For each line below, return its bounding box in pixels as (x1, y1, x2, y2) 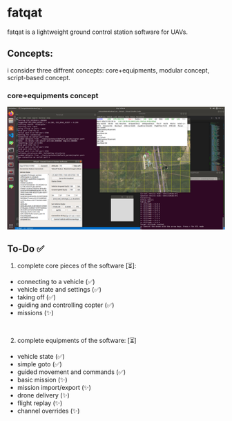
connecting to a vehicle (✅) (17, 278, 95, 286)
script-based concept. (7, 73, 71, 82)
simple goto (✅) (17, 360, 62, 368)
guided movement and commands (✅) (17, 368, 126, 376)
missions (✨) (17, 309, 54, 317)
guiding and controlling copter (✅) (17, 301, 115, 309)
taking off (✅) (17, 293, 57, 301)
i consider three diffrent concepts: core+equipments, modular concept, (7, 66, 210, 74)
